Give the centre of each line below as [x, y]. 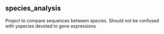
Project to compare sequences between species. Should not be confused [82, 20]
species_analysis [33, 8]
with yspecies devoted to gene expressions [51, 26]
